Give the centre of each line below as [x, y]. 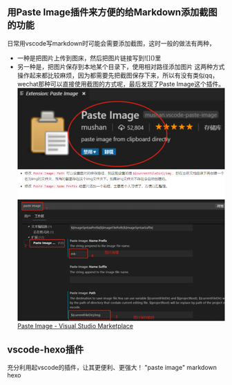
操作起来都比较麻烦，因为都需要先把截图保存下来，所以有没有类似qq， [118, 75]
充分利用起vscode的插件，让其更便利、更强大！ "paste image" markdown [112, 367]
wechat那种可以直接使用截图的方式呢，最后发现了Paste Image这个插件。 [121, 84]
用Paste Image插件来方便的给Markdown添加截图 [112, 12]
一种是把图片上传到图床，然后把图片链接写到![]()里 [89, 58]
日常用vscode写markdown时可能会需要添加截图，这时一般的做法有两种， [111, 43]
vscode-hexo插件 [46, 349]
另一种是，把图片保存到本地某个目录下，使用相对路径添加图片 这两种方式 [121, 66]
